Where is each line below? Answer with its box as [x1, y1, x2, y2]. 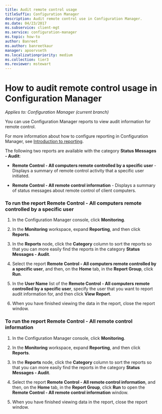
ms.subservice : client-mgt [5, 25, 60, 30]
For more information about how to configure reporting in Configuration [5, 133, 148, 139]
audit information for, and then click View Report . [12, 291, 111, 297]
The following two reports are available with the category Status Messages [5, 148, 157, 154]
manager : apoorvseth [5, 48, 47, 53]
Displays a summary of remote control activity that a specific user [12, 168, 144, 174]
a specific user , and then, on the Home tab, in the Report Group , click [12, 266, 153, 272]
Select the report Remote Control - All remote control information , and [12, 379, 156, 385]
